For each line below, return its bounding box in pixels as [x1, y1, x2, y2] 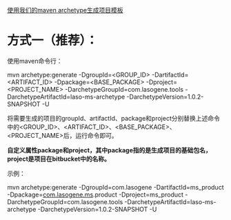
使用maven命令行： [7, 57, 63, 65]
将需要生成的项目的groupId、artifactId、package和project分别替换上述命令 [7, 114, 221, 122]
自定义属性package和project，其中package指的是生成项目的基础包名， [7, 146, 212, 154]
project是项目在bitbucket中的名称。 [7, 154, 111, 163]
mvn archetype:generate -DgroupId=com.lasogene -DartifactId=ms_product [7, 183, 224, 191]
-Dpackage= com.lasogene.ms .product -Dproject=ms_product [7, 190, 184, 199]
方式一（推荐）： [7, 33, 99, 48]
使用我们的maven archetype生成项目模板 [7, 6, 123, 14]
